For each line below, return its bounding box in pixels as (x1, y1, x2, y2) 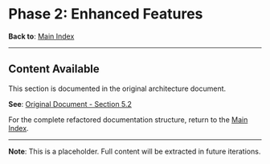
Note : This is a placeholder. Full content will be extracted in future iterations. (8, 146, 261, 156)
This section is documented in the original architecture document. (8, 84, 227, 93)
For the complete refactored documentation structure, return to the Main (8, 114, 248, 125)
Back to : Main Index (8, 31, 75, 41)
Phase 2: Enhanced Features (8, 5, 203, 23)
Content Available (8, 62, 100, 76)
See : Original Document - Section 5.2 (8, 99, 133, 109)
